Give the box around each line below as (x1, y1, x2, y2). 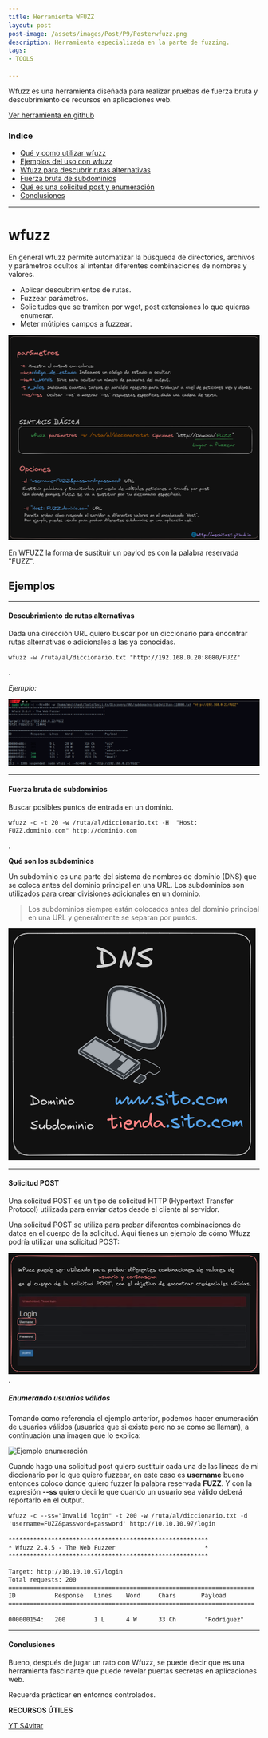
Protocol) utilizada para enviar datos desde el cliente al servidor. (8, 1204, 219, 1213)
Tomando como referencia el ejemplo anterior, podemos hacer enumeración (8, 1413, 258, 1423)
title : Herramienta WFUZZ (8, 13, 94, 21)
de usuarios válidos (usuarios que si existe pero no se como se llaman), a (8, 1422, 250, 1431)
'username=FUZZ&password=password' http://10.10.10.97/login (8, 1519, 216, 1528)
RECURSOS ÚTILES (8, 1705, 73, 1715)
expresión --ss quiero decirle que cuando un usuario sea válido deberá (8, 1487, 243, 1496)
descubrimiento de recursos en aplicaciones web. (8, 94, 173, 104)
